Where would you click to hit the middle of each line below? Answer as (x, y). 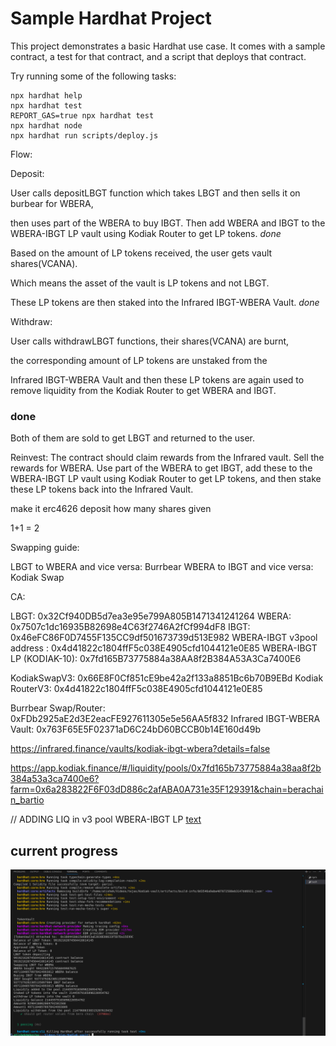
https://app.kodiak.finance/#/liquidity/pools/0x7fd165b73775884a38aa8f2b (166, 768)
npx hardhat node (46, 125)
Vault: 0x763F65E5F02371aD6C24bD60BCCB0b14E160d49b (135, 729)
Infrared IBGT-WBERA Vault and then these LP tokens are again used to (157, 379)
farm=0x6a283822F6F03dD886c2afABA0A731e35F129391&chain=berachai (167, 789)
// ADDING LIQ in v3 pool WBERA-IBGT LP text (106, 819)
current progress (64, 850)
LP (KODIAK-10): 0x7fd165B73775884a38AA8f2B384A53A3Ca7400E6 (156, 659)
